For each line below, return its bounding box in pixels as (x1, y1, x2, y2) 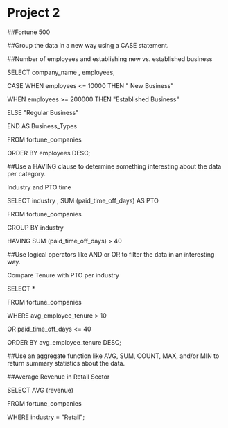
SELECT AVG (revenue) (7, 386, 74, 394)
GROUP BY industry (7, 223, 64, 232)
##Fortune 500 (7, 28, 51, 36)
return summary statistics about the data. (7, 359, 125, 367)
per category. (7, 169, 46, 178)
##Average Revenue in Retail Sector (7, 373, 110, 381)
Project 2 (7, 5, 60, 21)
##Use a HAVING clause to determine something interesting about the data (7, 162, 222, 171)
